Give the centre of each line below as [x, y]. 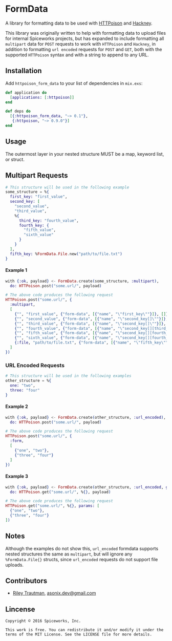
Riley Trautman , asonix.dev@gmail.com [54, 593]
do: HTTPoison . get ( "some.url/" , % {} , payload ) [60, 492]
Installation [24, 71]
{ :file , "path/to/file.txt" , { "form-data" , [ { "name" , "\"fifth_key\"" [91, 343]
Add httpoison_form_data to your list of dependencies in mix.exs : [74, 83]
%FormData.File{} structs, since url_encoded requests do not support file [82, 559]
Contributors [26, 581]
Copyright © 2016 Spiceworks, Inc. [43, 621]
